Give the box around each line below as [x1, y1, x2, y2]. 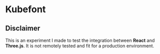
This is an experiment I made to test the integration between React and [5, 37, 155, 43]
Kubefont [5, 4, 46, 15]
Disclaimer [5, 24, 40, 33]
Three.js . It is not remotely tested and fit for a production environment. [5, 43, 154, 49]
